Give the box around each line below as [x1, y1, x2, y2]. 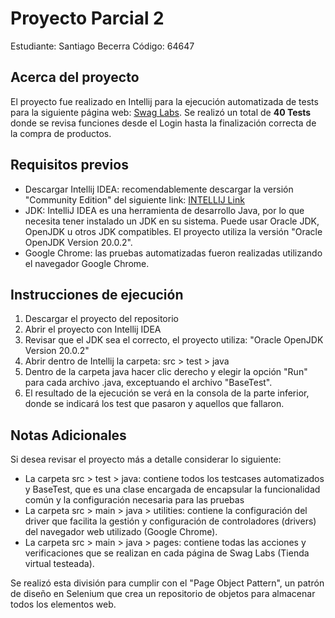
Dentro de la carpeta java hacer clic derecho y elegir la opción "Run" [24, 366, 308, 378]
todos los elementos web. [10, 598, 117, 611]
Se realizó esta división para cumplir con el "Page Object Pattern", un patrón [10, 577, 325, 589]
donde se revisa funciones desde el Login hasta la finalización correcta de [10, 117, 317, 129]
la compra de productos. [10, 127, 112, 139]
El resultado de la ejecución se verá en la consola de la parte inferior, [24, 387, 310, 399]
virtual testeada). [24, 558, 95, 570]
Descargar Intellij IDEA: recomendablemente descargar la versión [24, 183, 294, 195]
